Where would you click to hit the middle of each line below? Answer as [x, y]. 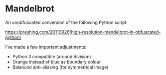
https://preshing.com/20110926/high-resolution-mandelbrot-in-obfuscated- [83, 32]
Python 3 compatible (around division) [52, 56]
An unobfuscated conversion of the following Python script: [67, 22]
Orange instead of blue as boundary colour [57, 62]
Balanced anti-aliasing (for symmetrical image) [60, 67]
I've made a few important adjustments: [46, 47]
